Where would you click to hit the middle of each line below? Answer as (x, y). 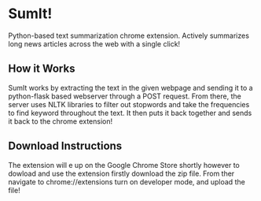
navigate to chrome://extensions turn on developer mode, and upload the (127, 181)
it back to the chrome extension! (61, 121)
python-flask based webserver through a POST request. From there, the (125, 96)
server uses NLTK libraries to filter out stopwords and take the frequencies (129, 104)
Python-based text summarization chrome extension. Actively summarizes (129, 35)
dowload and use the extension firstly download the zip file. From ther (121, 173)
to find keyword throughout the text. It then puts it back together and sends (130, 113)
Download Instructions (65, 146)
